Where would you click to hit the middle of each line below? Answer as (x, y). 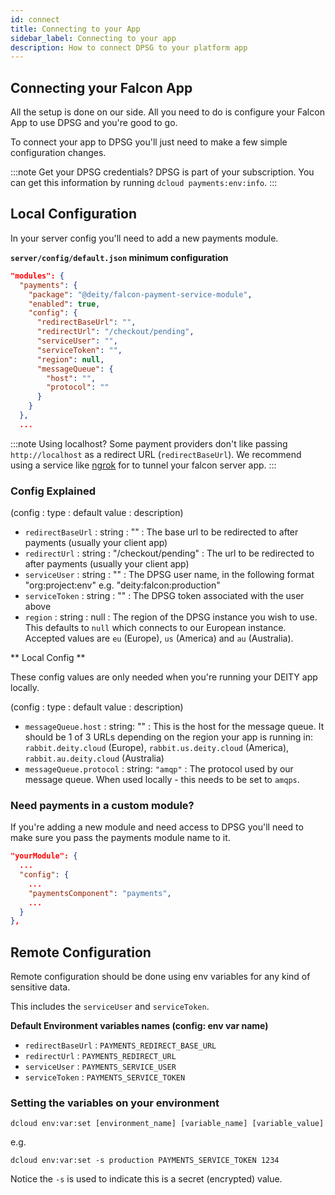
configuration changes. (58, 153)
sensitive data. (40, 987)
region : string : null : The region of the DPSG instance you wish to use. (171, 617)
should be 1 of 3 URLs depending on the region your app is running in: (169, 737)
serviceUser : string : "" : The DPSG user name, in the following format (169, 575)
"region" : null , (70, 359)
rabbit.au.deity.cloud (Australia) (94, 758)
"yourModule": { (44, 856)
